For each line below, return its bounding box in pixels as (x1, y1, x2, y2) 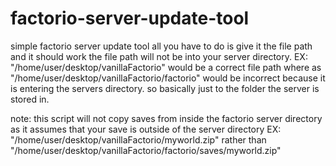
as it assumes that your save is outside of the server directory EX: (10, 123, 282, 135)
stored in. (10, 93, 50, 105)
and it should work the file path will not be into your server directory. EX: (10, 50, 308, 62)
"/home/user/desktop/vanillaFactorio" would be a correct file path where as (10, 61, 322, 73)
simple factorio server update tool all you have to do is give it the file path (10, 40, 313, 52)
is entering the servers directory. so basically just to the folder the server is (10, 82, 320, 94)
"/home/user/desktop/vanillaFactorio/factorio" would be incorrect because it (10, 72, 326, 84)
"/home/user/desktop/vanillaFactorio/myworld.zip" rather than (10, 133, 267, 146)
